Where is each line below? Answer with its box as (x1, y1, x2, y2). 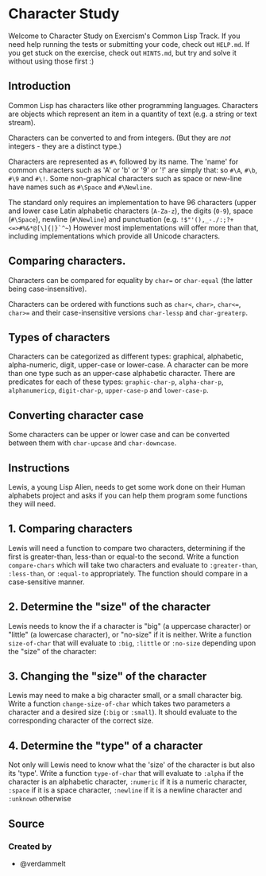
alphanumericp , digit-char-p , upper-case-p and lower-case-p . (8, 386, 209, 395)
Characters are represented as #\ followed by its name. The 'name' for (8, 157, 239, 166)
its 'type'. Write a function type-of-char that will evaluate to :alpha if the (8, 769, 244, 778)
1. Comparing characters (8, 522, 133, 536)
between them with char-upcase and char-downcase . (8, 438, 177, 448)
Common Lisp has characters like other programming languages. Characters (8, 100, 259, 110)
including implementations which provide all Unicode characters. (8, 231, 221, 241)
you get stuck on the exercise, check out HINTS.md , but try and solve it (8, 48, 237, 57)
